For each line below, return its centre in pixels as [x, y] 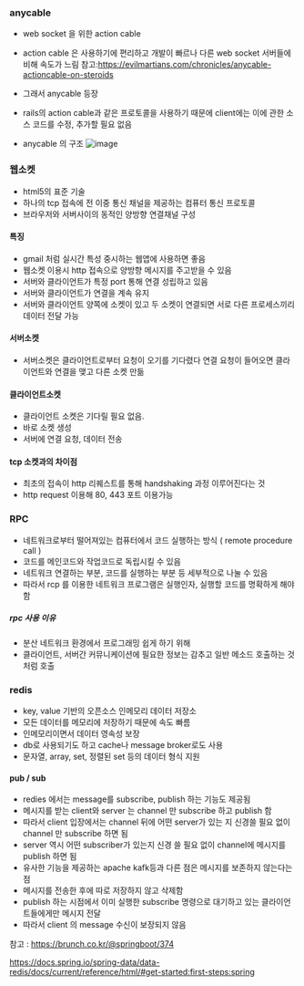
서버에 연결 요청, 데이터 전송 [72, 439]
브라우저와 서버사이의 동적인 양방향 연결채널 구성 [109, 214]
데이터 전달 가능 [51, 316]
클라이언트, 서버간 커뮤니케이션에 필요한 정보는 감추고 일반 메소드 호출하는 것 [159, 654]
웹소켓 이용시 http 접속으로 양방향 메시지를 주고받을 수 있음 [127, 270]
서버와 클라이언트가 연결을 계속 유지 [86, 293]
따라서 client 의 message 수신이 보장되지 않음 [104, 925]
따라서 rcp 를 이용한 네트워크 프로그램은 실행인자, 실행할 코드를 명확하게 [150, 584]
